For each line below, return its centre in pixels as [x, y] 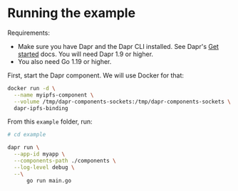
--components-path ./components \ [65, 161]
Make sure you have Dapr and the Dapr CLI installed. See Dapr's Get [118, 46]
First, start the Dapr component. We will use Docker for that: [95, 75]
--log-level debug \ [44, 167]
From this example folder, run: [50, 121]
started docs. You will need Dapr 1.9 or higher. [86, 54]
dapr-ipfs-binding [41, 108]
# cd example [27, 135]
